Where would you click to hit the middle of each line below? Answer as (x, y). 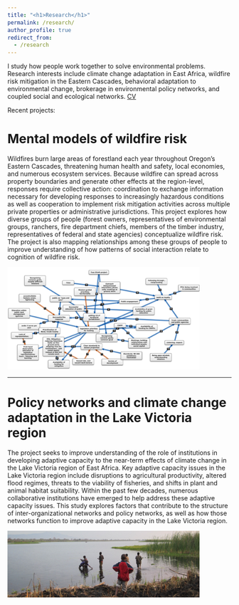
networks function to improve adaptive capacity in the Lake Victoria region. (117, 521)
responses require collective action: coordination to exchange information (116, 189)
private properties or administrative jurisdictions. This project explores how (117, 212)
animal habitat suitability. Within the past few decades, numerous (103, 490)
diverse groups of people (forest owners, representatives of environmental (117, 219)
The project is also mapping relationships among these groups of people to (117, 242)
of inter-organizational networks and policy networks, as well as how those (117, 513)
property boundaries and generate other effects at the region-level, (106, 181)
